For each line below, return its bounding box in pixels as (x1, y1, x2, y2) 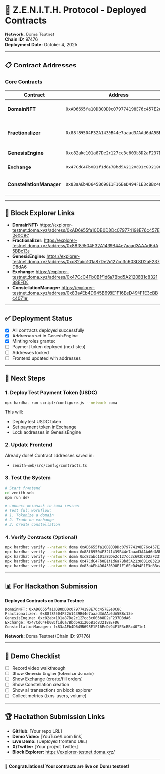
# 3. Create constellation (5, 522, 60, 527)
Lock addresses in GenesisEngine (12, 429, 81, 435)
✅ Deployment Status (5, 314, 73, 322)
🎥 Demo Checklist (5, 652, 60, 660)
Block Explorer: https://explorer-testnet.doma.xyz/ (12, 749, 115, 755)
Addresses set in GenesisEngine (12, 333, 78, 339)
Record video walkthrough (12, 665, 66, 671)
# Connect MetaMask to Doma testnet (5, 504, 80, 509)
